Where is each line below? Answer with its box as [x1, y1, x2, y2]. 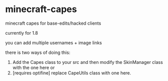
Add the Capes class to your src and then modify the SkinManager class [12, 59, 163, 65]
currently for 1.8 [5, 30, 38, 36]
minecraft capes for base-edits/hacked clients [5, 20, 101, 26]
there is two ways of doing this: [5, 49, 71, 55]
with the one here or [12, 64, 55, 70]
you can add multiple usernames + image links [5, 39, 102, 46]
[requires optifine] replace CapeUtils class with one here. [12, 69, 131, 76]
